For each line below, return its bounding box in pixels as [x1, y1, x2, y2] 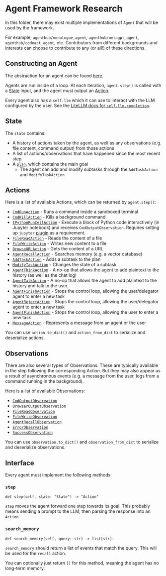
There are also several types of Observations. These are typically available [5, 362, 158, 368]
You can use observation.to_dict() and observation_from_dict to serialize [5, 439, 159, 445]
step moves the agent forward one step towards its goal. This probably [5, 503, 150, 509]
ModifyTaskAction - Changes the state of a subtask [12, 262, 117, 268]
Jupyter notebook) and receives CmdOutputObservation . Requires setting [12, 225, 160, 230]
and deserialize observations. [5, 444, 66, 451]
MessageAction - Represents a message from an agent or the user [12, 320, 147, 326]
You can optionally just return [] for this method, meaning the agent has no [5, 560, 159, 566]
